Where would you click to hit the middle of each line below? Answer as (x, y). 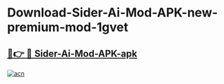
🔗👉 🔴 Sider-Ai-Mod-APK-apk (72, 53)
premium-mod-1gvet (68, 27)
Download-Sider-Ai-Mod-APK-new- (113, 13)
